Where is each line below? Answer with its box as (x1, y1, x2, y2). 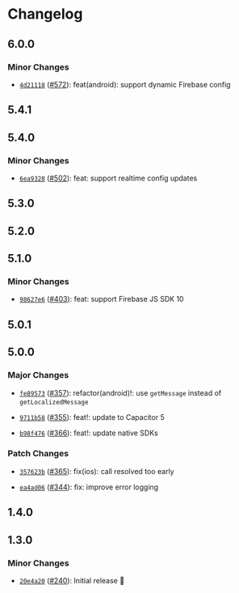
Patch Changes (7, 448, 69, 460)
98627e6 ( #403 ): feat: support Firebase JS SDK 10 (19, 294, 184, 304)
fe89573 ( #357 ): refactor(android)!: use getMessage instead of (19, 388, 222, 397)
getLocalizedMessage (19, 398, 89, 406)
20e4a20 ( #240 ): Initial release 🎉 (19, 575, 125, 585)
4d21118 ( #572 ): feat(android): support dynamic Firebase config (19, 79, 231, 89)
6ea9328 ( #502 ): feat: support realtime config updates (19, 173, 198, 183)
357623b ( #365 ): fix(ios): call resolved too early (19, 466, 174, 476)
